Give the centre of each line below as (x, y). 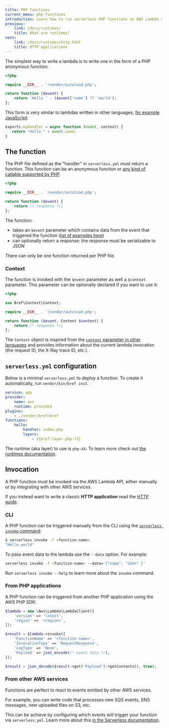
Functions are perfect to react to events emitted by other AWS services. (79, 690)
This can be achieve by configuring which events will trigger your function (81, 715)
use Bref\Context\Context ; (33, 303)
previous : (15, 24)
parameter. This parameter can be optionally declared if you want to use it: (82, 285)
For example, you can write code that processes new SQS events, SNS (78, 700)
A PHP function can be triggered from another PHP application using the (79, 597)
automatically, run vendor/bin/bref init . (47, 383)
